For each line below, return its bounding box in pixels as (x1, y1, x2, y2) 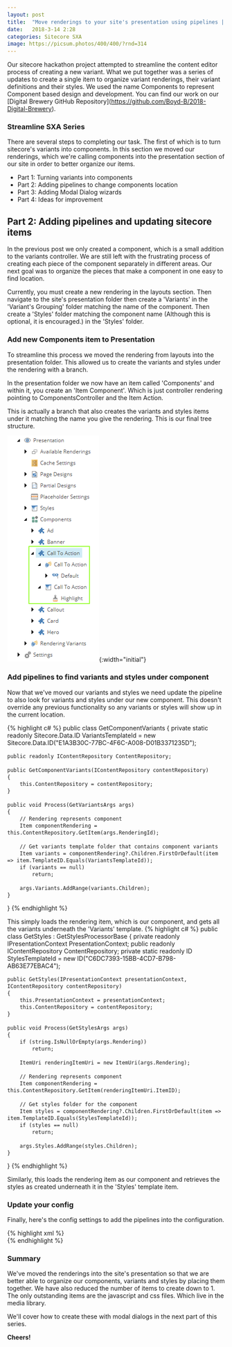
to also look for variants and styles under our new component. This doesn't (7, 695, 222, 704)
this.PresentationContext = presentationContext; (19, 996, 166, 1003)
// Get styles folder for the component (19, 1101, 138, 1107)
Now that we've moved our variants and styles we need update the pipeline (7, 688, 223, 696)
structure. (7, 421, 35, 430)
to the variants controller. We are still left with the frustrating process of (7, 252, 211, 260)
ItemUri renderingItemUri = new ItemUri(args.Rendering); (19, 1059, 190, 1066)
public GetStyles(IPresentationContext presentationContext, (7, 976, 188, 982)
